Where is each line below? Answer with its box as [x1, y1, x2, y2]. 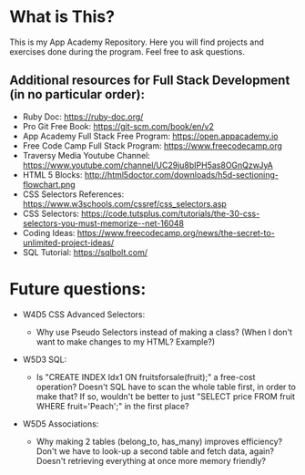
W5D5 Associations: [22, 418, 99, 429]
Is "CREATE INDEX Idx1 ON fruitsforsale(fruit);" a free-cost [36, 371, 256, 382]
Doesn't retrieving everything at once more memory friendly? [36, 455, 267, 466]
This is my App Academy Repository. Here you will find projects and [9, 36, 264, 47]
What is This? [9, 6, 116, 27]
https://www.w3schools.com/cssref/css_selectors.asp [22, 198, 228, 209]
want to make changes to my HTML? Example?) [36, 336, 216, 347]
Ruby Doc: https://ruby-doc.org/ [22, 111, 144, 122]
